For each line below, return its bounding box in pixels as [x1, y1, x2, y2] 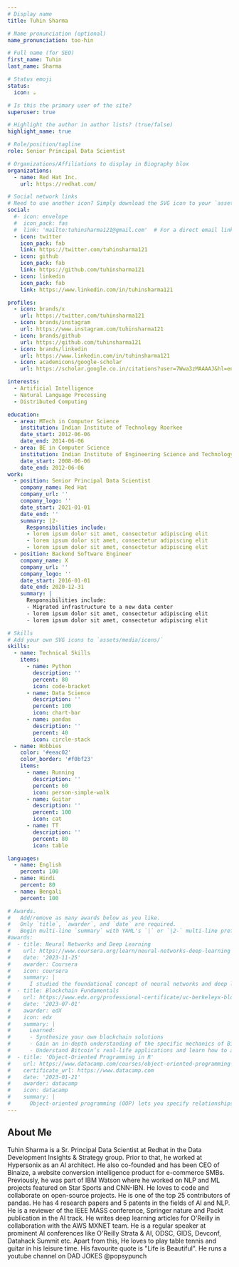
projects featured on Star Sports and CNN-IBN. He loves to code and [7, 1183, 209, 1192]
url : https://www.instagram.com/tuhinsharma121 [20, 325, 164, 333]
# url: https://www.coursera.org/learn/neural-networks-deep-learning [7, 947, 231, 954]
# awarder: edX [7, 1007, 62, 1014]
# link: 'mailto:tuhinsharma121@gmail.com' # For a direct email [14, 226, 218, 233]
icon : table [33, 842, 69, 849]
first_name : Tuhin [7, 56, 62, 64]
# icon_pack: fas [14, 219, 69, 227]
